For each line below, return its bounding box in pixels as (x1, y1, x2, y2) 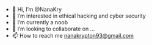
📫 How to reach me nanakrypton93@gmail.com (12, 32, 134, 39)
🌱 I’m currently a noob (12, 19, 68, 26)
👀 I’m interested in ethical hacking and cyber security (12, 12, 147, 19)
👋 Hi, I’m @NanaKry (12, 6, 62, 13)
